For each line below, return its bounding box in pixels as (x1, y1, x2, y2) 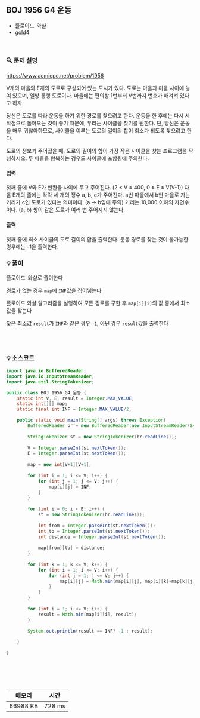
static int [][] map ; (17, 401, 68, 407)
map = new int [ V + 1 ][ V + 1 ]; (27, 462, 92, 468)
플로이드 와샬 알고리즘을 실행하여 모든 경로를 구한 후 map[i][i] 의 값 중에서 (6, 299, 180, 306)
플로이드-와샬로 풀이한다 (6, 274, 64, 281)
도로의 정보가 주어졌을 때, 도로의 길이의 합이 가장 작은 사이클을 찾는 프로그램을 (6, 148, 187, 155)
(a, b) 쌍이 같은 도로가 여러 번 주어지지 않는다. (18, 206, 125, 213)
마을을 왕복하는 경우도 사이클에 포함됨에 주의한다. (35, 155, 149, 162)
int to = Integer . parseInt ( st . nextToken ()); (37, 528, 151, 534)
